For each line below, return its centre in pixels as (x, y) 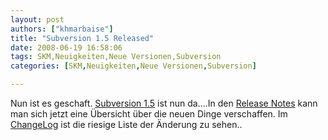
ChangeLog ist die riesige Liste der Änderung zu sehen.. (126, 124)
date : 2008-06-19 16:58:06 (66, 47)
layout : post (37, 19)
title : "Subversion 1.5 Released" (82, 38)
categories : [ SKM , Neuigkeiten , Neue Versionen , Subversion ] (133, 66)
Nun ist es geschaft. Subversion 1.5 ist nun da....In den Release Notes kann (164, 103)
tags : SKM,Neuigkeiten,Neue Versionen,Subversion (116, 57)
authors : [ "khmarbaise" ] (62, 29)
